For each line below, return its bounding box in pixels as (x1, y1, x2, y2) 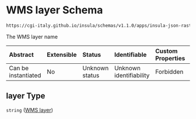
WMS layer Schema (6, 3, 103, 17)
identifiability (114, 71, 150, 79)
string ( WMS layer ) (6, 106, 54, 113)
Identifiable (114, 51, 147, 59)
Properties (155, 54, 185, 62)
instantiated (9, 71, 41, 79)
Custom (155, 47, 178, 55)
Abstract (9, 51, 34, 59)
